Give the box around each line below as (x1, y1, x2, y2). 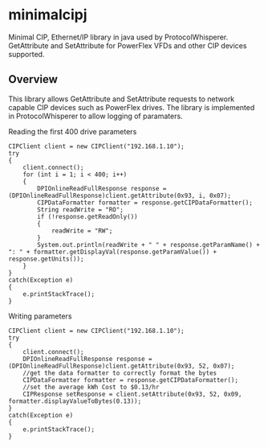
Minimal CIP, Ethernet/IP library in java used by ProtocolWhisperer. (8, 32, 229, 42)
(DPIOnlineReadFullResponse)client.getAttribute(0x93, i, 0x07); (8, 191, 231, 199)
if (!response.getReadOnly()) (37, 212, 138, 220)
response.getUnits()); (8, 255, 84, 263)
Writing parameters (8, 311, 72, 321)
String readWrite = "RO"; (37, 205, 124, 214)
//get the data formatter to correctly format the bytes (22, 368, 217, 377)
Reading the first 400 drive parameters (8, 126, 137, 136)
